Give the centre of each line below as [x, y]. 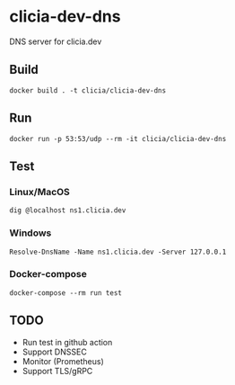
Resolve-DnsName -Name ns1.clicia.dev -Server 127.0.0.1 [118, 252]
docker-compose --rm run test [66, 293]
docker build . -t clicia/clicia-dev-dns [88, 90]
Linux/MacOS [39, 192]
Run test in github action [67, 342]
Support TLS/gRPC [57, 371]
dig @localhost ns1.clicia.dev [68, 210]
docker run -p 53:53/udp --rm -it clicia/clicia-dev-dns [118, 139]
